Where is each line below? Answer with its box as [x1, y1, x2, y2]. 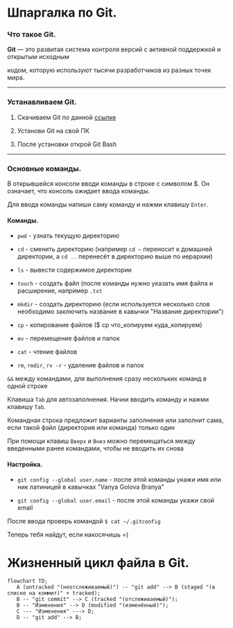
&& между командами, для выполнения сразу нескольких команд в [7, 374, 207, 383]
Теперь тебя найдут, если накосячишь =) [7, 530, 129, 539]
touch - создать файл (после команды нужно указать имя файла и [17, 279, 214, 288]
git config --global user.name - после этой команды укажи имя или [17, 476, 222, 484]
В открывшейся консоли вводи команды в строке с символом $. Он [7, 180, 210, 188]
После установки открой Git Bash [17, 140, 117, 148]
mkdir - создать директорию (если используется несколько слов [17, 300, 210, 308]
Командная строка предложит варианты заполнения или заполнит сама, [7, 416, 224, 424]
